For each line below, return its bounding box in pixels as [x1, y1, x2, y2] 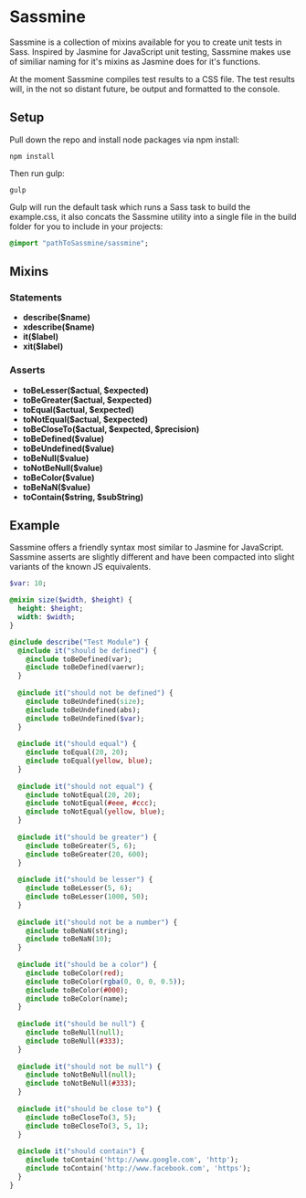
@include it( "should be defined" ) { [17, 646, 157, 655]
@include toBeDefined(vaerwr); [26, 663, 145, 672]
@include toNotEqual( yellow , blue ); [26, 807, 166, 816]
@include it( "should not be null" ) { [17, 1062, 162, 1071]
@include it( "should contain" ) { [17, 1147, 145, 1156]
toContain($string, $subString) [22, 491, 144, 502]
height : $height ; [17, 604, 84, 614]
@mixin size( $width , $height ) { [9, 595, 132, 604]
